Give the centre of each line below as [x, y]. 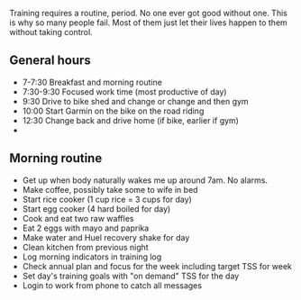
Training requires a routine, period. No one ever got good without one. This [149, 13]
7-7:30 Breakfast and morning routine [92, 82]
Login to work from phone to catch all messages [112, 285]
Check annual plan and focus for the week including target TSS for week [157, 266]
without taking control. [51, 32]
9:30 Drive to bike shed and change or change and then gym [136, 101]
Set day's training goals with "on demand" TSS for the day [131, 276]
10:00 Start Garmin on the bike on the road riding [113, 111]
